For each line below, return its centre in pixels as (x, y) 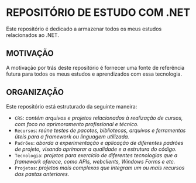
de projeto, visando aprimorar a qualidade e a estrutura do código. (96, 149)
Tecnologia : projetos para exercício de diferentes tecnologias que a (96, 155)
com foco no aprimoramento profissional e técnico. (77, 124)
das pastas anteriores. (42, 174)
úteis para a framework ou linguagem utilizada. (72, 136)
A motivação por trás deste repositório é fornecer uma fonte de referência (95, 67)
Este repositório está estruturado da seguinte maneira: (72, 106)
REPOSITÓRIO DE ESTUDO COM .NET (98, 13)
